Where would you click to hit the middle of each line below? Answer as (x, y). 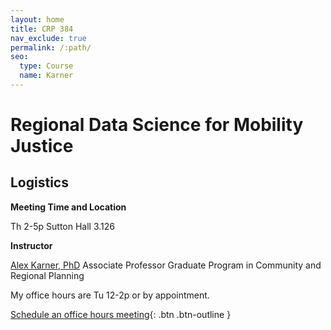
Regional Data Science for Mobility (157, 125)
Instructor (31, 245)
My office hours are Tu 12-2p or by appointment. (110, 295)
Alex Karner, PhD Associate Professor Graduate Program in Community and (166, 265)
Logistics (39, 182)
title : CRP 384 (42, 29)
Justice (42, 146)
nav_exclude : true (48, 38)
